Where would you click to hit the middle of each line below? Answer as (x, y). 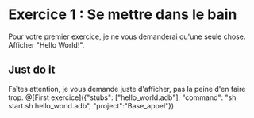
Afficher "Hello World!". (46, 44)
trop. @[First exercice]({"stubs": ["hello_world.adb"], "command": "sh (122, 97)
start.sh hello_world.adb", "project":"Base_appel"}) (91, 105)
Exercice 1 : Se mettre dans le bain (123, 15)
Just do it (32, 70)
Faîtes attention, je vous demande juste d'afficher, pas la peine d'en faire (127, 89)
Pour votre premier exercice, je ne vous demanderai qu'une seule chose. (127, 36)
